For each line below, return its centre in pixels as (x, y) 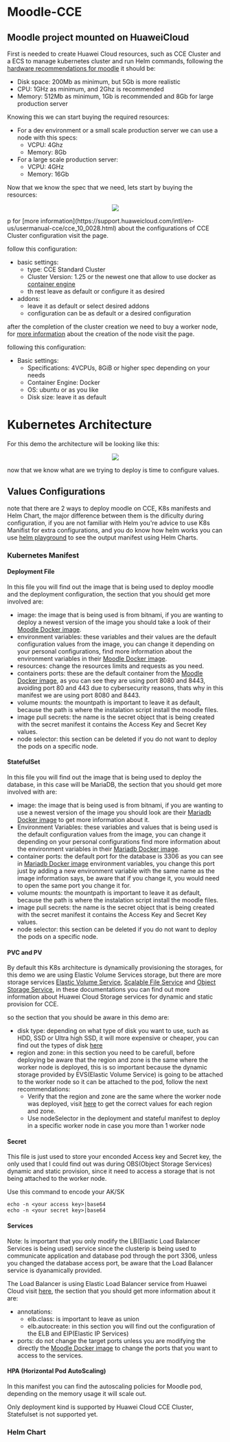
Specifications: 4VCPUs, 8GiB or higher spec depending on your (119, 368)
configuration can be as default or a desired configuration (109, 313)
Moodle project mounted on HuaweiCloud (98, 37)
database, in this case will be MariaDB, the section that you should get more (115, 785)
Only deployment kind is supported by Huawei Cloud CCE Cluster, (100, 1407)
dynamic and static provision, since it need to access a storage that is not (111, 1171)
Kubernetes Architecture (80, 425)
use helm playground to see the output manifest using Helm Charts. (103, 537)
